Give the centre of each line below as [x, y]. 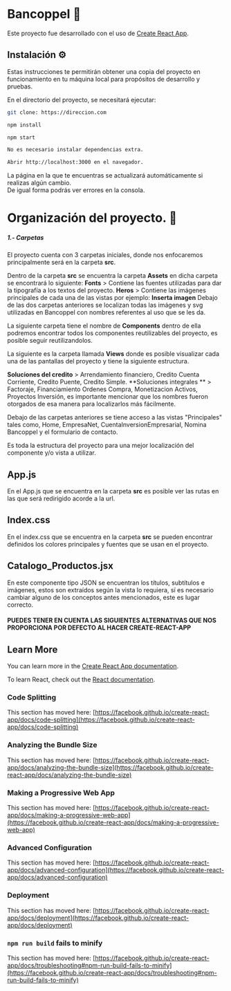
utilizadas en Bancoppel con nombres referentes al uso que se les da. [107, 312]
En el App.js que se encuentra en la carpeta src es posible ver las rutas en [113, 491]
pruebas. [20, 86]
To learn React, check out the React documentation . [81, 679]
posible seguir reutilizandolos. [50, 341]
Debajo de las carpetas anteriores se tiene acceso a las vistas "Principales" [115, 417]
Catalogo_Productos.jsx [61, 566]
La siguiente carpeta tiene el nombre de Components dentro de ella [104, 326]
